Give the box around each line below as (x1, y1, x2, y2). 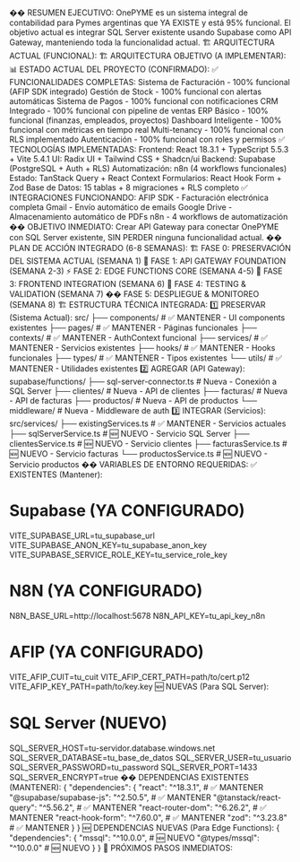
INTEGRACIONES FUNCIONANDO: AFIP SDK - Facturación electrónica (9, 192, 269, 203)
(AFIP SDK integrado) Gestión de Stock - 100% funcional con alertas (9, 86, 262, 97)
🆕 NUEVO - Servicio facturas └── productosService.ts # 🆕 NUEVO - (9, 448, 269, 459)
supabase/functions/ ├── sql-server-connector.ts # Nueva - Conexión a (9, 376, 278, 387)
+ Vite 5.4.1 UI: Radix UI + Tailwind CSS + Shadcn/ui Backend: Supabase (9, 153, 276, 164)
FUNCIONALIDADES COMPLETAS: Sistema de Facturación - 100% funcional (9, 77, 291, 87)
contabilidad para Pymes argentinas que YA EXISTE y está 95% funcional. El (9, 17, 291, 28)
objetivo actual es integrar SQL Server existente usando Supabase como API (9, 27, 292, 38)
